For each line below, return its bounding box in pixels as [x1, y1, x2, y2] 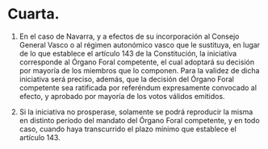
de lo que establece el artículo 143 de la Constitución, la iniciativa [19, 48, 237, 58]
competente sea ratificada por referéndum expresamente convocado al [19, 82, 258, 93]
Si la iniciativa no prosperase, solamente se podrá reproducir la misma [19, 106, 253, 117]
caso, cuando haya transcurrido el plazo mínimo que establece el [19, 124, 237, 134]
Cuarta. [7, 5, 60, 23]
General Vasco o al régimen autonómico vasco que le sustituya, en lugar [19, 39, 260, 49]
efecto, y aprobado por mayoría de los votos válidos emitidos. [19, 91, 225, 101]
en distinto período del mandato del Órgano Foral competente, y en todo [19, 115, 260, 125]
